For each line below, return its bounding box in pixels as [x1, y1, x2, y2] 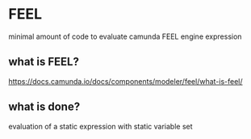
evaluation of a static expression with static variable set [8, 121, 193, 131]
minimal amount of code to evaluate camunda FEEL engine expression [8, 32, 242, 41]
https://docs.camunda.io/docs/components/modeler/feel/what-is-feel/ [8, 76, 244, 86]
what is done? [8, 100, 81, 114]
